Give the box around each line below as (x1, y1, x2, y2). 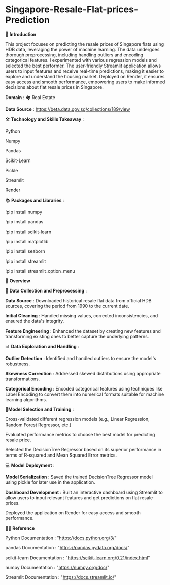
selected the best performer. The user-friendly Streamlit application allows (5, 62, 161, 69)
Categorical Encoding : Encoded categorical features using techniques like (5, 385, 163, 392)
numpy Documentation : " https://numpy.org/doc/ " (5, 564, 110, 570)
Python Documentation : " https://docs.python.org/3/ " (5, 535, 117, 541)
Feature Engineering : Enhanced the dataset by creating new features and (5, 328, 161, 334)
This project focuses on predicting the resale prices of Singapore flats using (5, 41, 164, 47)
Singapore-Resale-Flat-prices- (5, 4, 139, 15)
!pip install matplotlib (5, 238, 49, 244)
